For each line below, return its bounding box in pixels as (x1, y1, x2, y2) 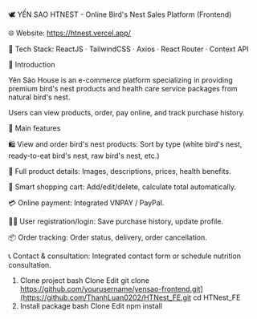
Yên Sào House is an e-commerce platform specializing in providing (8, 75, 233, 85)
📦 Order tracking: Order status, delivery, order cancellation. (8, 232, 207, 242)
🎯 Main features (8, 123, 61, 133)
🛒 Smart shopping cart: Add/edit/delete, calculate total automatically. (8, 182, 237, 192)
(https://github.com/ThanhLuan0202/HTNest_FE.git (19, 293, 191, 302)
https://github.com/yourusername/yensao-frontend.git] (19, 285, 203, 293)
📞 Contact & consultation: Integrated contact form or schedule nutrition (8, 251, 242, 260)
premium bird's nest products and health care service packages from (8, 84, 239, 93)
